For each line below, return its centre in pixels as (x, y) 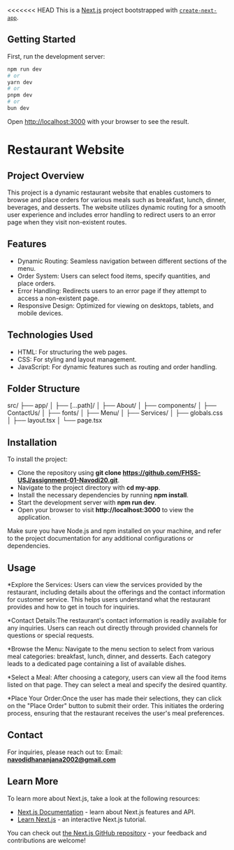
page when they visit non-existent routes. (67, 222)
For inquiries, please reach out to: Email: (65, 752)
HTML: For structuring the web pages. (72, 352)
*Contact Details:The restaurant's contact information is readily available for (117, 621)
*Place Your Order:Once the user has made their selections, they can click (115, 698)
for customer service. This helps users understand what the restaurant (109, 600)
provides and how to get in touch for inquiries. (74, 607)
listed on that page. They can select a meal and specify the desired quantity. (117, 685)
